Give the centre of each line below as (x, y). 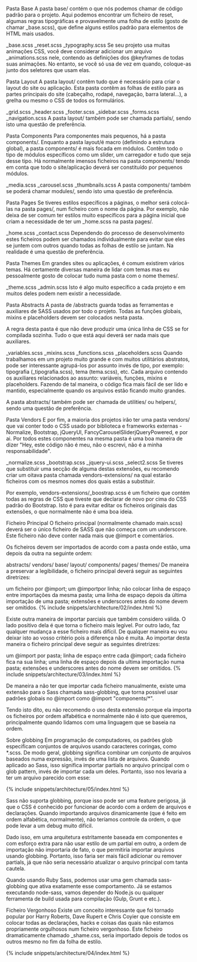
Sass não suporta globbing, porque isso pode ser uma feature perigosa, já (96, 800)
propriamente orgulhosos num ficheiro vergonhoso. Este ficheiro (84, 929)
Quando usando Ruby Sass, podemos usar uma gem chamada (82, 880)
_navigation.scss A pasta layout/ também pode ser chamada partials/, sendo (98, 118)
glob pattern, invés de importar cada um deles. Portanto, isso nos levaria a (96, 771)
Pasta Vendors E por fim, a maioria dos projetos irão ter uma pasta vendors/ (98, 420)
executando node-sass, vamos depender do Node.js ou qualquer (85, 892)
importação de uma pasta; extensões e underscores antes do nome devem (97, 601)
